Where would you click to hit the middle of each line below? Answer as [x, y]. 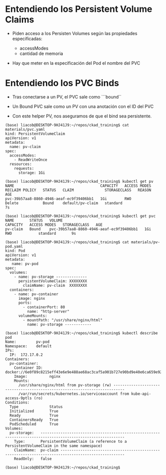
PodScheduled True [34, 424]
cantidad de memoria [41, 53]
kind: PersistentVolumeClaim [35, 134]
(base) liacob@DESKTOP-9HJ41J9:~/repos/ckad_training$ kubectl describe [82, 333]
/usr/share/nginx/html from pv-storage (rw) [65, 385]
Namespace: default [28, 346]
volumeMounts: [33, 316]
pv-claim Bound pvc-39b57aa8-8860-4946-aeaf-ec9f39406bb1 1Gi [78, 229]
